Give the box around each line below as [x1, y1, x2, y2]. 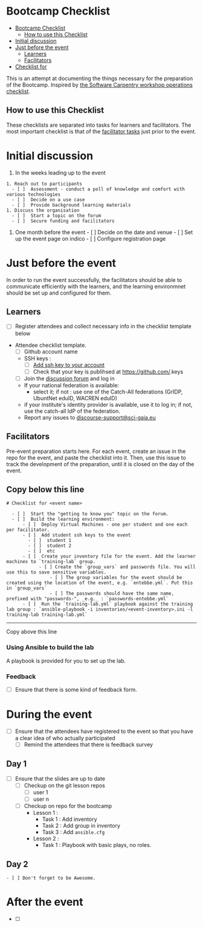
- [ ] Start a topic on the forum [11, 212, 101, 219]
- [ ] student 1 [28, 538, 71, 544]
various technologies [6, 191, 61, 198]
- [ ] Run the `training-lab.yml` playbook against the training [22, 601, 193, 607]
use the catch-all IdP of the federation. [24, 407, 121, 415]
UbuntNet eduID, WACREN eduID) [33, 394, 118, 401]
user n [33, 795, 50, 803]
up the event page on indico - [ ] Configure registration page [14, 235, 166, 242]
